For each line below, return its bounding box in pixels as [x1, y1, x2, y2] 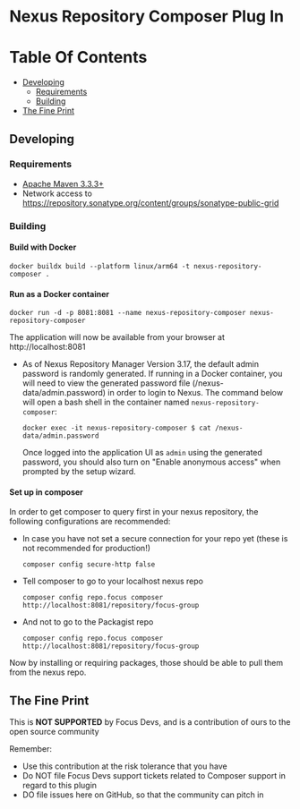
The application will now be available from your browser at [9, 332, 226, 343]
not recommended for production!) [21, 543, 150, 554]
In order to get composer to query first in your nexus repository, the [9, 507, 259, 517]
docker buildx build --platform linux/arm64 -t [9, 261, 191, 270]
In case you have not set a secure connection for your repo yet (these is [21, 533, 288, 544]
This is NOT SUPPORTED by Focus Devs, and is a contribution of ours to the [9, 717, 291, 728]
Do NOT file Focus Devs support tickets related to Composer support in [21, 771, 287, 781]
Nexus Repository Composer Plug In [9, 6, 285, 27]
